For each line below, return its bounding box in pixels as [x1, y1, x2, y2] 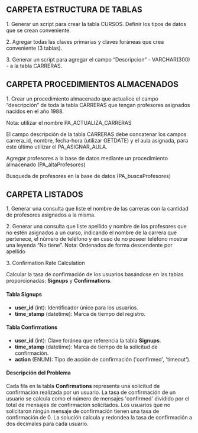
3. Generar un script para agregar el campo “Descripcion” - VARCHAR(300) [6, 56, 190, 63]
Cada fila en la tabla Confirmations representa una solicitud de [6, 383, 160, 390]
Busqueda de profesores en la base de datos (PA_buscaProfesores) [6, 172, 171, 179]
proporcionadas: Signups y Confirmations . [6, 277, 112, 285]
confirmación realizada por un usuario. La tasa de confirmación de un [6, 389, 176, 396]
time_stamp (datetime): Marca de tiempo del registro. [14, 310, 146, 317]
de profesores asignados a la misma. [6, 211, 96, 218]
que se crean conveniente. [6, 27, 71, 34]
